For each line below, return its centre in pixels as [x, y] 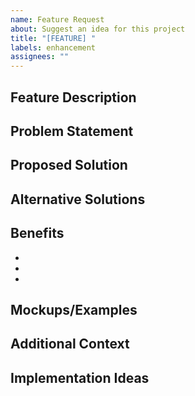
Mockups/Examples [74, 309]
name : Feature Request [57, 19]
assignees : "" [40, 57]
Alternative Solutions [78, 199]
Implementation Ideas [80, 377]
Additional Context [70, 344]
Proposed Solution [69, 165]
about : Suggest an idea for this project [98, 29]
